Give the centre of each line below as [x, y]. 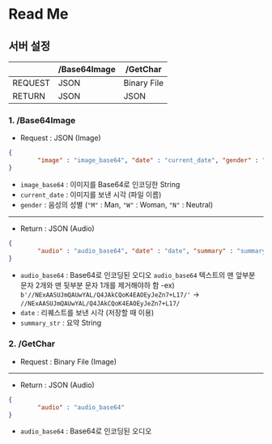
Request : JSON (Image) [60, 138]
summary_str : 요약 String [61, 322]
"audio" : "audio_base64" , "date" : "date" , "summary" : [136, 251]
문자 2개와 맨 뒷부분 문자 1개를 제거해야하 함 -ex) [98, 285]
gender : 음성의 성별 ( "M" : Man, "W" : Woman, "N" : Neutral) [117, 204]
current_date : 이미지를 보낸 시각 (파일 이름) [91, 194]
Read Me [38, 14]
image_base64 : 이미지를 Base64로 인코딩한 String [100, 184]
